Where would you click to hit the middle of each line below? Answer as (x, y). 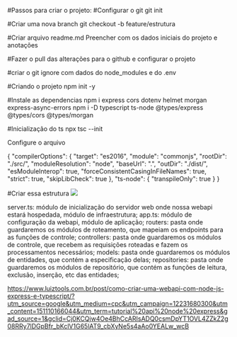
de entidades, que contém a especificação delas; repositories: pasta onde (115, 260)
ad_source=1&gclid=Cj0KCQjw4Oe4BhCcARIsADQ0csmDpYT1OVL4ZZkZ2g (118, 319)
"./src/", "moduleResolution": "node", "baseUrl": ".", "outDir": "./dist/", (108, 164)
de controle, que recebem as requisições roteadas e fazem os (98, 245)
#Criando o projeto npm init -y (51, 86)
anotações (23, 45)
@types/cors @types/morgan (51, 115)
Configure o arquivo (36, 142)
